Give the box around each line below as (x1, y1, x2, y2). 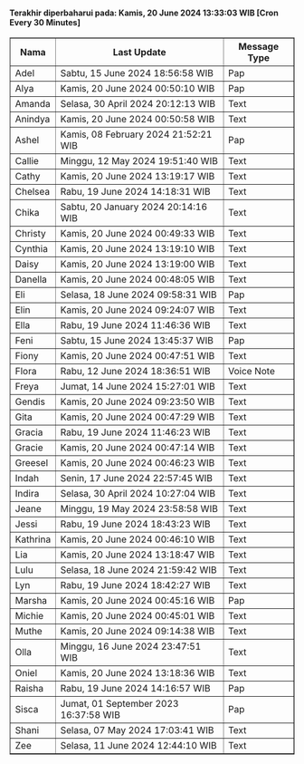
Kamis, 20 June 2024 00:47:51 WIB (60, 350, 215, 363)
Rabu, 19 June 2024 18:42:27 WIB (60, 579, 211, 592)
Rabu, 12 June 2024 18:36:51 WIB (60, 365, 211, 378)
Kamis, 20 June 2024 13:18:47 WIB (60, 548, 215, 561)
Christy (14, 227, 47, 240)
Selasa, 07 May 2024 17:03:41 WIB (60, 724, 214, 737)
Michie (14, 610, 44, 623)
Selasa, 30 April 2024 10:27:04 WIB (60, 488, 215, 500)
